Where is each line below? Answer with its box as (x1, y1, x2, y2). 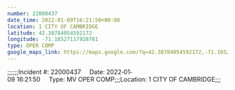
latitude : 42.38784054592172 (7, 29, 92, 37)
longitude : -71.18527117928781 (7, 36, 99, 43)
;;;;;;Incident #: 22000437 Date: (7, 67, 105, 76)
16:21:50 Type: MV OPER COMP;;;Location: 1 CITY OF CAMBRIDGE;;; (16, 75, 222, 83)
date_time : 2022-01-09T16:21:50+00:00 (7, 17, 120, 24)
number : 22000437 (7, 10, 58, 17)
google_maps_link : (7, 49, 61, 56)
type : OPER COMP (7, 42, 55, 49)
